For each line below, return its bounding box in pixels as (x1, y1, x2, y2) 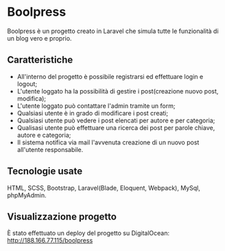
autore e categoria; (16, 131, 71, 139)
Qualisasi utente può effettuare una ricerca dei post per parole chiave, (16, 123, 215, 131)
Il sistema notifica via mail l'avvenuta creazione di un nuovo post (16, 138, 200, 146)
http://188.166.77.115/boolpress (7, 237, 93, 245)
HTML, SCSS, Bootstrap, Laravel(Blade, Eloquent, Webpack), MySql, (7, 184, 200, 192)
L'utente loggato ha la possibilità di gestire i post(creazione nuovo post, (16, 87, 219, 95)
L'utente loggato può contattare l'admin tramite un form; (16, 101, 176, 110)
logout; (16, 80, 38, 88)
